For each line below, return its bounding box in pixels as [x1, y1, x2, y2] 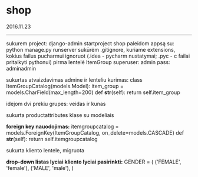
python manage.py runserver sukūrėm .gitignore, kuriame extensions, [6, 46, 176, 53]
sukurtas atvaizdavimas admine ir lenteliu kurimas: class [6, 76, 143, 83]
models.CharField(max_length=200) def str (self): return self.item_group [6, 89, 181, 96]
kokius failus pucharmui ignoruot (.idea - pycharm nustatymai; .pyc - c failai [6, 52, 190, 59]
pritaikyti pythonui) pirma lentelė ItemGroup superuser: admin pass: [6, 58, 170, 65]
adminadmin [6, 65, 37, 72]
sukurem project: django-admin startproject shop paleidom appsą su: [6, 39, 175, 47]
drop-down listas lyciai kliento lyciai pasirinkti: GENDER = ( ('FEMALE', [6, 158, 181, 165]
